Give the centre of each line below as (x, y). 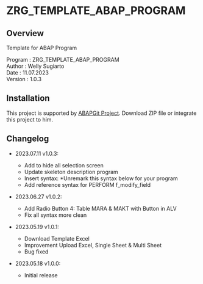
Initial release (41, 275)
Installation (28, 98)
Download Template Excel (57, 238)
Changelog (28, 139)
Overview (25, 33)
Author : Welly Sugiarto (35, 66)
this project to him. (30, 119)
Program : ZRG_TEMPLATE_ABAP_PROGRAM (63, 60)
